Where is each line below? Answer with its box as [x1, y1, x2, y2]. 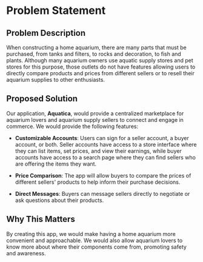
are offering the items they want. [15, 160, 97, 167]
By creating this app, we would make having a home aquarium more [6, 230, 176, 237]
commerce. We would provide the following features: [6, 123, 138, 130]
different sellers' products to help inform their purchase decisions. [15, 178, 181, 186]
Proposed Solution [6, 93, 78, 104]
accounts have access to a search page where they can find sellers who [15, 153, 196, 161]
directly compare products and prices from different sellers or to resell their [6, 70, 195, 76]
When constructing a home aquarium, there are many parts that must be [6, 44, 187, 51]
